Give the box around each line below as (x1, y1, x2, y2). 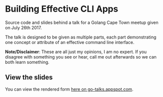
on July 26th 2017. (5, 24, 42, 30)
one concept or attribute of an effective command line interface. (5, 39, 135, 45)
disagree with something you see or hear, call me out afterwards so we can (5, 54, 157, 59)
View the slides (5, 73, 53, 81)
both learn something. (5, 59, 50, 65)
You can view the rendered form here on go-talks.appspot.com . (5, 86, 134, 92)
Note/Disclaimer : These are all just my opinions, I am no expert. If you (5, 49, 147, 55)
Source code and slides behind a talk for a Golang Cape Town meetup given (5, 19, 159, 25)
